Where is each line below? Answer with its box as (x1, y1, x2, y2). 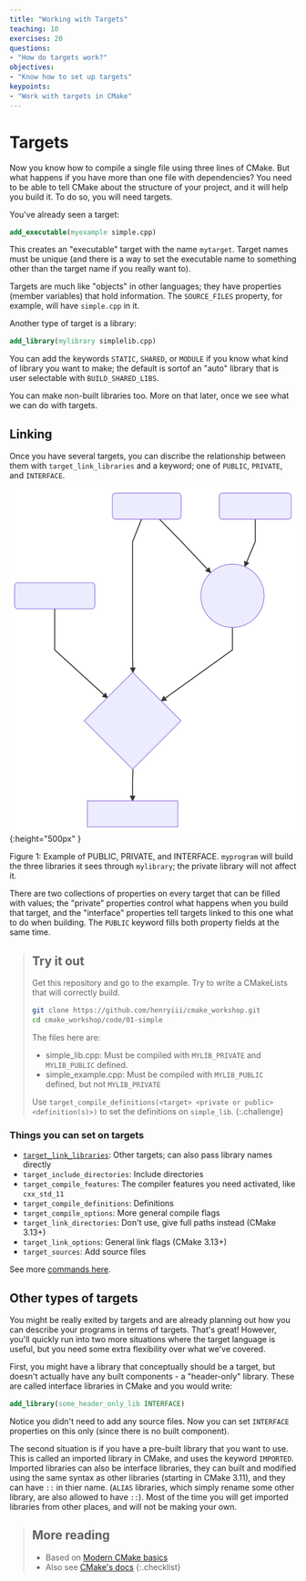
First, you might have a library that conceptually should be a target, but (9, 1361, 276, 1372)
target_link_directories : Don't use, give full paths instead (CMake (22, 1217, 276, 1228)
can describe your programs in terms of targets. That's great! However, (9, 1324, 277, 1335)
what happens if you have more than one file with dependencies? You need (9, 171, 292, 182)
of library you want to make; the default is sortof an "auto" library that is (9, 363, 280, 374)
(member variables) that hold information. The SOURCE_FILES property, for (9, 291, 283, 302)
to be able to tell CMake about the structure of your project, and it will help (9, 181, 289, 192)
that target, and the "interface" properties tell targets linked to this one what (9, 908, 294, 919)
